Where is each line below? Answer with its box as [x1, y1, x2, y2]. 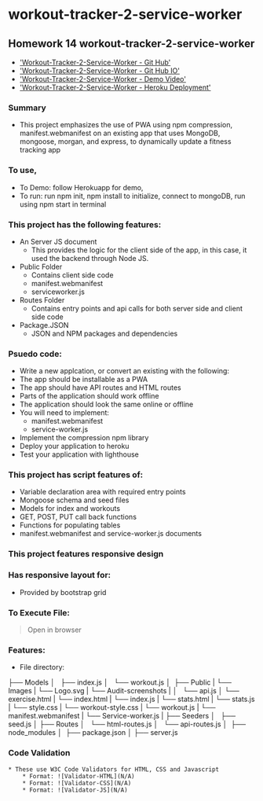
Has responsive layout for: [8, 570, 111, 581]
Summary [8, 102, 47, 113]
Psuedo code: [8, 348, 63, 359]
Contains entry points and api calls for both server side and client [31, 303, 243, 313]
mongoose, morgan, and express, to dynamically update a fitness [19, 137, 232, 146]
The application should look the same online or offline [19, 399, 194, 410]
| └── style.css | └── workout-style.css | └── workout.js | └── [8, 703, 216, 712]
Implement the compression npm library [19, 433, 149, 443]
